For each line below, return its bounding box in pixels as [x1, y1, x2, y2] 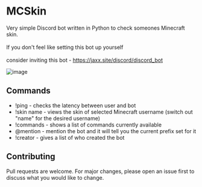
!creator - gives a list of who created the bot [14, 134, 125, 141]
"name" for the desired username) [14, 114, 101, 122]
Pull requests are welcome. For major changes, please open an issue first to [6, 168, 195, 175]
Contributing [6, 151, 55, 162]
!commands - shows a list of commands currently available [14, 121, 162, 128]
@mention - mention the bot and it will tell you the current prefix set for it [14, 127, 197, 134]
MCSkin [6, 4, 47, 18]
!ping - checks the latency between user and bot [14, 102, 136, 109]
